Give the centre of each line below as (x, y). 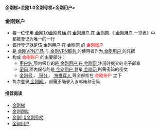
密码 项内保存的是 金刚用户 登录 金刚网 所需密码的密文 (73, 69)
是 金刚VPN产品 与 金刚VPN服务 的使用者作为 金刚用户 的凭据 (73, 51)
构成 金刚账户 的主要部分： (39, 57)
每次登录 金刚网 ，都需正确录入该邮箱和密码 (56, 81)
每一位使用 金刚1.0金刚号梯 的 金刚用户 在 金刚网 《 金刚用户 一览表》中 (84, 33)
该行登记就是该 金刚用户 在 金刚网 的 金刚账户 (58, 45)
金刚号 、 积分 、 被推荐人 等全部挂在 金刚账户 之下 (71, 75)
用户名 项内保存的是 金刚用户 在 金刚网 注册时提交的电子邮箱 (80, 63)
